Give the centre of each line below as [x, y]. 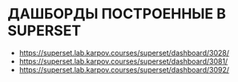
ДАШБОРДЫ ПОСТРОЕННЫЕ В [117, 14]
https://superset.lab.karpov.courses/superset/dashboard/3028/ [124, 53]
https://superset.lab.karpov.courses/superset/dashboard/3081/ [123, 61]
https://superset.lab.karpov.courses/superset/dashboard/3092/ [124, 69]
